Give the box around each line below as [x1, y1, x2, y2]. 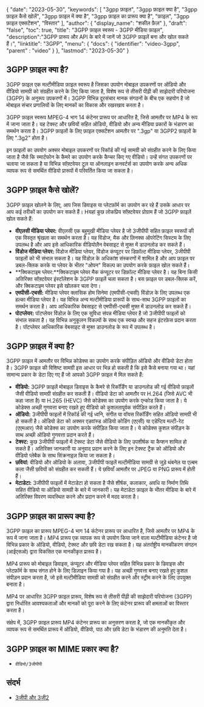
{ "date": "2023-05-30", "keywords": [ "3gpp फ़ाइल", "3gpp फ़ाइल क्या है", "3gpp [6, 6, 197, 13]
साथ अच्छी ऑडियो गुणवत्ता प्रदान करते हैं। [15, 431, 95, 439]
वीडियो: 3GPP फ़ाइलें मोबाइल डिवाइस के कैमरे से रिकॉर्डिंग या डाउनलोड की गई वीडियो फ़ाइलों [15, 383, 194, 390]
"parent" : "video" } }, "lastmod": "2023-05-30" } [6, 47, 129, 54]
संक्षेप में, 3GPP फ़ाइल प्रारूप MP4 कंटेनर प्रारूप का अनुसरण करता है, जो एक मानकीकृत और [6, 619, 185, 626]
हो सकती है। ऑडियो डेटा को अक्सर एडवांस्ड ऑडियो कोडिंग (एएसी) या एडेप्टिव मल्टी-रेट [15, 418, 184, 425]
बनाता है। [6, 581, 25, 588]
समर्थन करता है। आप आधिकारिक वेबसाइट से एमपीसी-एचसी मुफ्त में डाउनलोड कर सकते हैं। [15, 303, 191, 310]
